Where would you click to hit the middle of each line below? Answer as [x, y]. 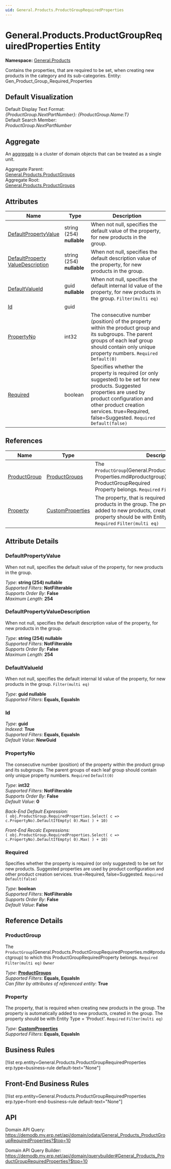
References [24, 441]
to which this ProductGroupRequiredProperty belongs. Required [91, 957]
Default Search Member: [31, 120]
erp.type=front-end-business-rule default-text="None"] [64, 1101]
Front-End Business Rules [47, 1084]
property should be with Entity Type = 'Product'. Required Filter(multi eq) [84, 1018]
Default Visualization [39, 97]
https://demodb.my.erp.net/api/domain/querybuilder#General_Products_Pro [85, 1156]
